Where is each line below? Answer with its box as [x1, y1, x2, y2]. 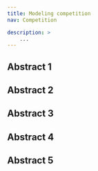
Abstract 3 [7, 108, 54, 119]
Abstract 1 [7, 61, 52, 72]
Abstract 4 [7, 131, 55, 143]
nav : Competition [7, 17, 57, 23]
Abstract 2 [7, 84, 54, 97]
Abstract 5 [7, 154, 54, 166]
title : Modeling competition [7, 10, 91, 17]
